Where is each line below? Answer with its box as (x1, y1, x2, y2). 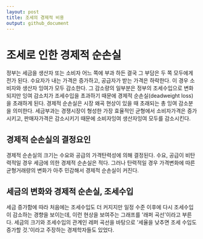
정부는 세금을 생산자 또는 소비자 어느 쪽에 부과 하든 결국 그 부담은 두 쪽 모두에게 (6, 69, 194, 76)
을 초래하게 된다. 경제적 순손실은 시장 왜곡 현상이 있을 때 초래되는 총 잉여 (6, 99, 178, 107)
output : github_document (6, 20, 69, 26)
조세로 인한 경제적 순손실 (6, 48, 122, 62)
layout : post (6, 8, 39, 15)
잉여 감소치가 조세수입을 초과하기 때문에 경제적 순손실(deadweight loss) (22, 92, 194, 99)
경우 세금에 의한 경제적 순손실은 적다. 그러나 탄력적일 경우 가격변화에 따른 (22, 159, 196, 167)
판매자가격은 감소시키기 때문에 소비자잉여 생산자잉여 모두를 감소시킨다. (24, 115, 191, 122)
